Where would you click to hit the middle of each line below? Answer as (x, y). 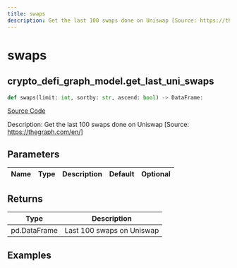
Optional (156, 174)
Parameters (34, 154)
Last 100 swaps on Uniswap (112, 230)
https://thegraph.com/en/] (45, 132)
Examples (29, 256)
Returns (25, 199)
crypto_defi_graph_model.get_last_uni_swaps (111, 81)
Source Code (26, 111)
